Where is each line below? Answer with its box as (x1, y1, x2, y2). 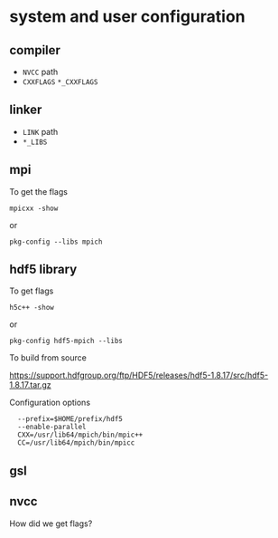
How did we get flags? (9, 518, 93, 529)
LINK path (22, 126, 59, 137)
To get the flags (9, 186, 68, 197)
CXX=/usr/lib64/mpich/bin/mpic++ (17, 430, 144, 440)
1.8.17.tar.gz (9, 379, 51, 390)
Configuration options (9, 397, 91, 408)
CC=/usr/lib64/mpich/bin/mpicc (17, 438, 135, 447)
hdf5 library (9, 262, 78, 277)
